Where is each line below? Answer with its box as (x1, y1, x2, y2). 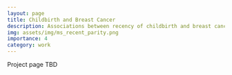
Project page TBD (7, 61, 57, 68)
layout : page (7, 10, 45, 17)
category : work (7, 42, 51, 48)
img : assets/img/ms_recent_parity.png (7, 29, 119, 36)
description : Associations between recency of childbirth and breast (7, 22, 212, 29)
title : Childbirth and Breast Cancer (7, 16, 116, 23)
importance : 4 (7, 35, 48, 42)
